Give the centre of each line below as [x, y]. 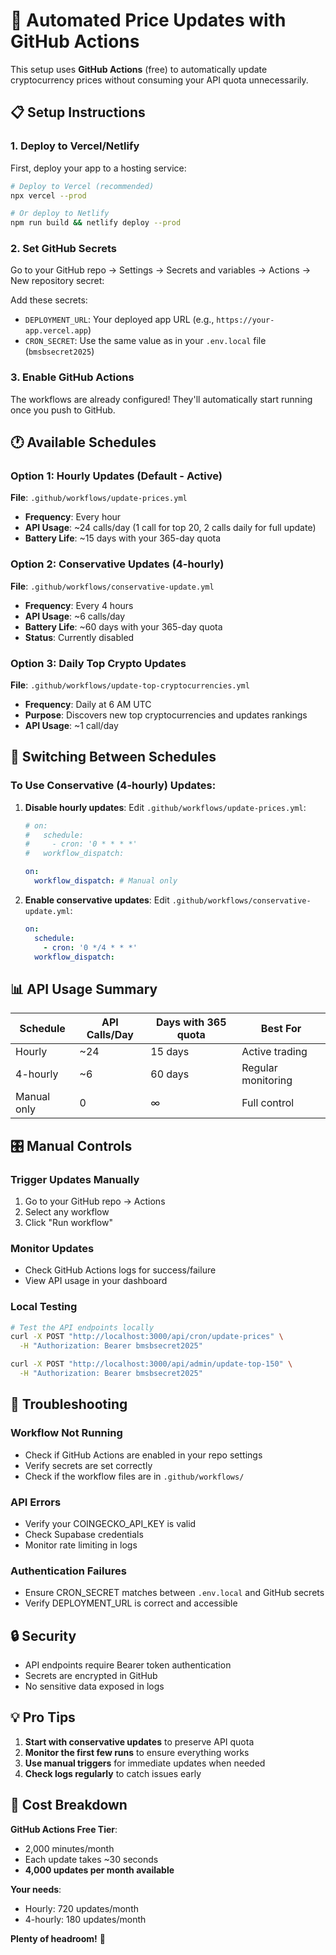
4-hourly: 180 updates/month [85, 1919]
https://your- [245, 320]
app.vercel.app [56, 331]
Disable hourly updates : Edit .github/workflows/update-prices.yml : [165, 807]
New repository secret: [57, 281]
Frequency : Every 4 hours [79, 605]
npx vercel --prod [48, 195]
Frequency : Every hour [73, 517]
